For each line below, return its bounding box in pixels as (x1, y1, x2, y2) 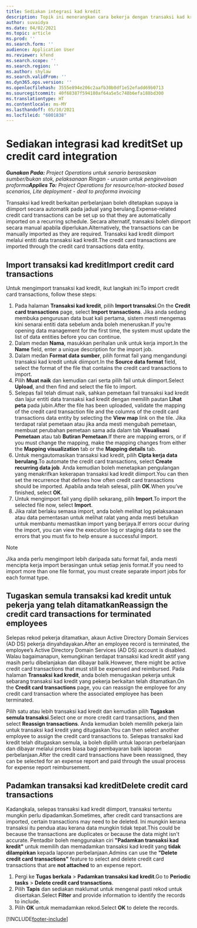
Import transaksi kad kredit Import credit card (6, 260, 174, 270)
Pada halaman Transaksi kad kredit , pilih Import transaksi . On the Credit (14, 302, 191, 309)
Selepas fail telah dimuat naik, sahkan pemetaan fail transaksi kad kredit (14, 389, 189, 396)
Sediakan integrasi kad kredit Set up (6, 137, 184, 151)
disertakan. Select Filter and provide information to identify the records (14, 892, 186, 899)
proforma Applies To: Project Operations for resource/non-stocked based (6, 182, 184, 189)
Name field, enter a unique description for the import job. (14, 346, 153, 352)
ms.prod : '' (6, 36, 35, 42)
